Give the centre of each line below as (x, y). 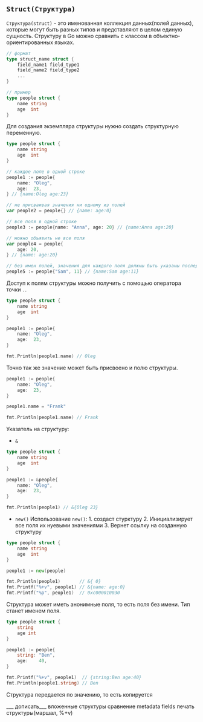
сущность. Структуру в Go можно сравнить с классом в (79, 36)
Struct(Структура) (41, 9)
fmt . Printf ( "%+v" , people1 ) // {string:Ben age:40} (74, 678)
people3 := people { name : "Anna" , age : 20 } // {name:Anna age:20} (90, 227)
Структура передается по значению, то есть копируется (79, 694)
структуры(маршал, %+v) (40, 712)
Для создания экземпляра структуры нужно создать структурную (93, 126)
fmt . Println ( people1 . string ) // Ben (52, 683)
